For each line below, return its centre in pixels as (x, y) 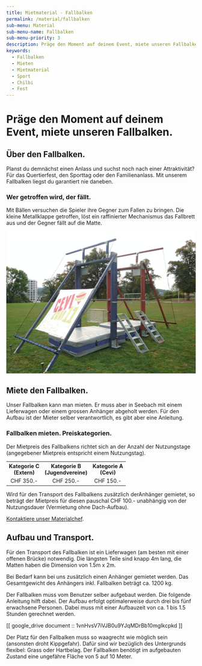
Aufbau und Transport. (50, 538)
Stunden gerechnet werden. (41, 614)
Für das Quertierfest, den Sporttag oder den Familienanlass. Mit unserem (97, 175)
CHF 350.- (24, 481)
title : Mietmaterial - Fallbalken (50, 13)
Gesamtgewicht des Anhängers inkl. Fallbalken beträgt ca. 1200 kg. (90, 583)
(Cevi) (108, 473)
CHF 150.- (108, 481)
